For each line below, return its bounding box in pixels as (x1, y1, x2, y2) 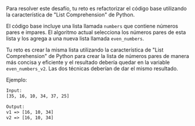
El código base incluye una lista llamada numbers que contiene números (6, 23, 179, 29)
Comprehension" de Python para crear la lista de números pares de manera (6, 53, 190, 59)
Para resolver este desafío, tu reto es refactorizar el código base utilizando (6, 5, 187, 12)
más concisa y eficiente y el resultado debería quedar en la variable (6, 59, 170, 66)
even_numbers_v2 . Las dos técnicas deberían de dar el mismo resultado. (6, 65, 179, 72)
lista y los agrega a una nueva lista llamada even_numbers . (6, 35, 144, 42)
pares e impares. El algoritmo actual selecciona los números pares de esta (6, 29, 186, 36)
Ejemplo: (6, 76, 28, 83)
